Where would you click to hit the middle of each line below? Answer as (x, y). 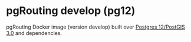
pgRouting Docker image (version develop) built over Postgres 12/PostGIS (96, 27)
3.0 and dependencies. (34, 33)
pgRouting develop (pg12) (71, 11)
